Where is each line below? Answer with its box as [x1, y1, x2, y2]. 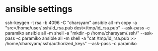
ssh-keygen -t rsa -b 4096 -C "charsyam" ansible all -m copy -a [5, 20, 137, 25]
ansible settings [5, 3, 73, 15]
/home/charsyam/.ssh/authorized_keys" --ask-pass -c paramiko [5, 40, 137, 46]
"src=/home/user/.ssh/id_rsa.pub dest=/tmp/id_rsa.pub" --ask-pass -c [5, 25, 150, 30]
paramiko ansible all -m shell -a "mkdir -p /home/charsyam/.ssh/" [5, 30, 140, 36]
